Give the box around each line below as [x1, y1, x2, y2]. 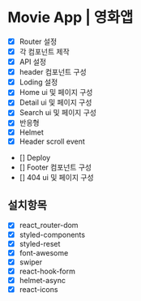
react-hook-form [19, 266, 76, 276]
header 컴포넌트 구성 [19, 67, 87, 77]
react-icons [19, 284, 58, 294]
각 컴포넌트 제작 [19, 47, 70, 56]
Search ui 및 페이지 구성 [19, 108, 96, 118]
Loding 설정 [19, 77, 58, 87]
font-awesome [19, 247, 69, 257]
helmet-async [19, 275, 66, 285]
